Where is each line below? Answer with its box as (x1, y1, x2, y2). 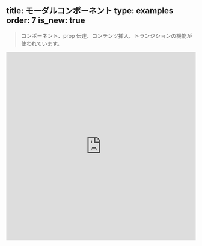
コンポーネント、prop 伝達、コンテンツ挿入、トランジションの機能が (20, 32, 192, 39)
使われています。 (20, 40, 63, 47)
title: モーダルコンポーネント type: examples (6, 5, 174, 16)
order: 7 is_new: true (6, 16, 85, 26)
